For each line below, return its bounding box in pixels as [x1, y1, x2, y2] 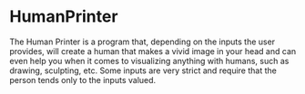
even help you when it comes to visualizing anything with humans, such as [9, 55, 290, 66]
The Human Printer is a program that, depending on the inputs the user [9, 36, 276, 47]
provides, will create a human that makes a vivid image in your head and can [9, 45, 297, 56]
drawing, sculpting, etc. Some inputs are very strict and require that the [9, 65, 278, 76]
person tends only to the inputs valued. [9, 74, 157, 85]
